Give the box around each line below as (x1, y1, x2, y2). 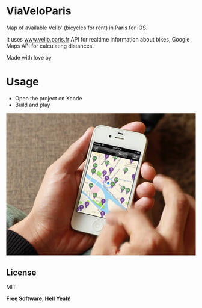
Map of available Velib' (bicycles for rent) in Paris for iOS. (6, 24, 148, 31)
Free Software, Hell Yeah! (6, 295, 71, 302)
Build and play (14, 101, 50, 108)
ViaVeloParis (6, 4, 72, 18)
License (6, 267, 37, 277)
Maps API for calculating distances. (6, 42, 94, 49)
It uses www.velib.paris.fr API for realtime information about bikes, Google (6, 35, 191, 43)
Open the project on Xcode (14, 94, 82, 102)
